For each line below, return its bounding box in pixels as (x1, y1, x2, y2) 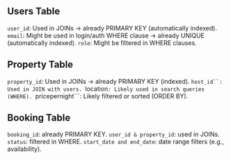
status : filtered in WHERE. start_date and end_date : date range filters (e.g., (7, 138, 224, 146)
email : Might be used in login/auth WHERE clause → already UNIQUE (7, 31, 205, 39)
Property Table (7, 59, 74, 71)
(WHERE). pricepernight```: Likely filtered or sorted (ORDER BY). (7, 91, 189, 100)
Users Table (7, 6, 61, 17)
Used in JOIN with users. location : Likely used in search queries (7, 85, 205, 93)
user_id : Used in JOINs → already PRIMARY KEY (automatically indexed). (7, 24, 218, 32)
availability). (7, 145, 42, 153)
